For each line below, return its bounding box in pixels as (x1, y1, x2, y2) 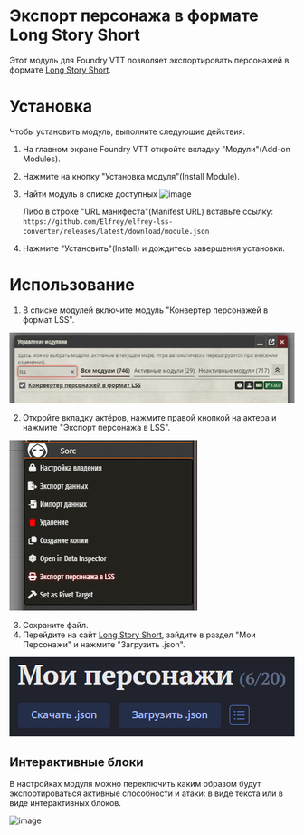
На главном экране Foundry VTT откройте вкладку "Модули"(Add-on (22, 143, 291, 154)
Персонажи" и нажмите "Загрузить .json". (22, 639, 185, 650)
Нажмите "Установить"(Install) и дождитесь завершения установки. (22, 242, 286, 254)
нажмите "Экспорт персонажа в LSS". (22, 422, 171, 433)
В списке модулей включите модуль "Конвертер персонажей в (22, 305, 269, 316)
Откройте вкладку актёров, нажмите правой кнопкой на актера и (22, 413, 277, 423)
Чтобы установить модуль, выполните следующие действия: (9, 126, 246, 137)
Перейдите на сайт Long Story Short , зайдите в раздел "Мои (22, 629, 256, 640)
